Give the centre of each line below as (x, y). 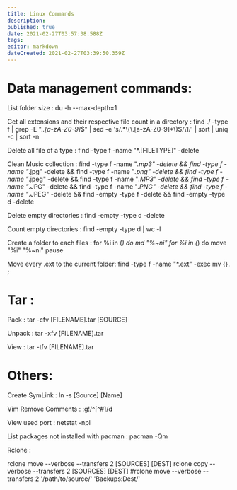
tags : (15, 40)
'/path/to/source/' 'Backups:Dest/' (91, 479)
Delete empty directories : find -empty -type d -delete (86, 215)
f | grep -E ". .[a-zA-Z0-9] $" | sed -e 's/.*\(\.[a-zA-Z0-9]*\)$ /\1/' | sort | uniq (118, 129)
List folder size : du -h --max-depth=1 (62, 107)
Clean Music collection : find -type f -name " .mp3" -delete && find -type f (115, 164)
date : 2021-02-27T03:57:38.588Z (55, 34)
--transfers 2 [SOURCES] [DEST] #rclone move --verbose (117, 471)
